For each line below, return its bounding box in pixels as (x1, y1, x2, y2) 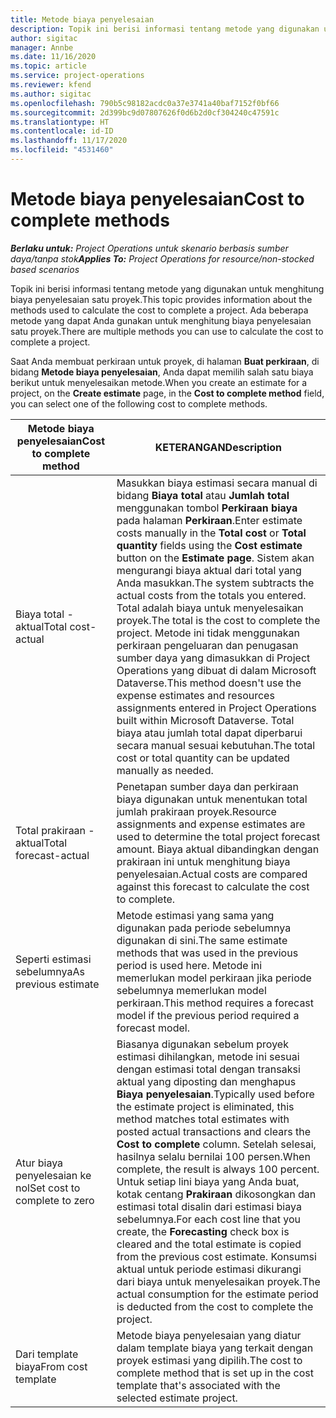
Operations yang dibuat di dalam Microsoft (116, 663, 317, 677)
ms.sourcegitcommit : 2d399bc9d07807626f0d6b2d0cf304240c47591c (10, 107, 280, 118)
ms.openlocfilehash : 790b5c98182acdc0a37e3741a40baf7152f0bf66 (10, 98, 280, 108)
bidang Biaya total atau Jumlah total (116, 488, 290, 502)
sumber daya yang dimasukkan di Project (116, 651, 311, 665)
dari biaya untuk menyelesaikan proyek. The (116, 1274, 321, 1288)
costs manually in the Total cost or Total (116, 526, 307, 540)
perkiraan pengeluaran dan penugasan (116, 638, 299, 652)
